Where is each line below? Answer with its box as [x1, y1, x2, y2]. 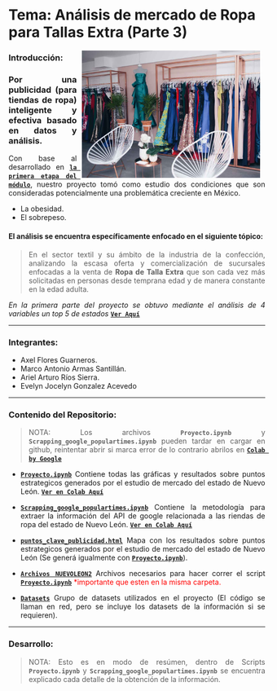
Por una [8, 74, 77, 86]
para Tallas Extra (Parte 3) [8, 23, 187, 42]
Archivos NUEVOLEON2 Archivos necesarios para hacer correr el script [20, 569, 266, 579]
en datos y [8, 125, 77, 136]
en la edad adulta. [28, 284, 90, 294]
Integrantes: [8, 337, 59, 348]
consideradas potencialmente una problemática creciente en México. [8, 188, 241, 198]
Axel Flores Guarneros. [20, 354, 98, 364]
